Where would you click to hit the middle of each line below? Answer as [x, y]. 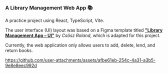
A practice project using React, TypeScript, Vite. [55, 20]
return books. [19, 50]
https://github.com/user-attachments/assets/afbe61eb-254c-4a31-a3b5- [80, 60]
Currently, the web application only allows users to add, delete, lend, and [80, 45]
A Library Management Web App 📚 [49, 7]
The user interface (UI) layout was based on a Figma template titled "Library [84, 30]
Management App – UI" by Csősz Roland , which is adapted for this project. [83, 35]
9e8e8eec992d [21, 65]
